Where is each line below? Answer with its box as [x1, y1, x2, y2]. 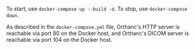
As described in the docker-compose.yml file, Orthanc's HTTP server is [6, 24, 180, 30]
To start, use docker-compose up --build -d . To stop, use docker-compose [6, 5, 188, 12]
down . [6, 11, 19, 19]
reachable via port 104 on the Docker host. [6, 36, 113, 43]
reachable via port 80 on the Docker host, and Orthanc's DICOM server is [6, 30, 189, 37]
